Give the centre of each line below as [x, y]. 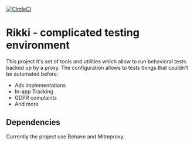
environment [38, 45]
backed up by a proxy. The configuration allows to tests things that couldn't [97, 67]
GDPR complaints [36, 97]
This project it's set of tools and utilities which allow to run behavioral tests [96, 61]
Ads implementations [40, 85]
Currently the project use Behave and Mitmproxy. [65, 136]
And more [27, 104]
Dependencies [33, 122]
